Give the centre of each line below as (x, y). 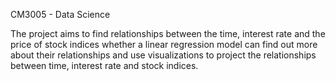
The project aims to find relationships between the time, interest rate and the (168, 33)
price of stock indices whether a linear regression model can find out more (164, 44)
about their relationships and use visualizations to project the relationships (163, 55)
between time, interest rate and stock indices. (104, 65)
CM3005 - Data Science (60, 14)
